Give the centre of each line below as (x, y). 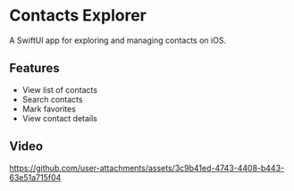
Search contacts (52, 99)
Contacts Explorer (78, 16)
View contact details (60, 118)
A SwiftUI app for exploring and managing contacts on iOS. (118, 40)
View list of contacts (60, 89)
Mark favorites (49, 109)
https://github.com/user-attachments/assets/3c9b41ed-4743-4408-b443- (147, 168)
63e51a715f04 (35, 177)
